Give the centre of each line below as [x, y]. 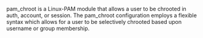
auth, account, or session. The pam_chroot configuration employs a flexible [102, 15]
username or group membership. [48, 28]
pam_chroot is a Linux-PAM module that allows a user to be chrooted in [97, 9]
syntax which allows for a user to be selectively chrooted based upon [94, 22]
